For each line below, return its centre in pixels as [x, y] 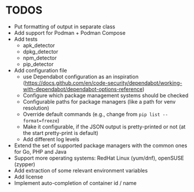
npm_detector [40, 58]
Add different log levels [51, 139]
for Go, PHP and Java [40, 151]
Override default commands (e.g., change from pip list [91, 114]
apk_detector [39, 45]
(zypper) [25, 164]
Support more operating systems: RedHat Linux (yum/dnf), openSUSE [99, 158]
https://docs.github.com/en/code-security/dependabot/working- [103, 82]
